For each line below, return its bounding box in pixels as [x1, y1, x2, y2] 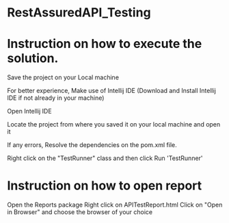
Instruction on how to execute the [7, 36, 202, 52]
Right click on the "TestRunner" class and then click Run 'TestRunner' [7, 154, 203, 162]
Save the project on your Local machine [7, 73, 120, 81]
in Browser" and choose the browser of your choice [7, 208, 153, 216]
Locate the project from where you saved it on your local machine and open [7, 120, 221, 129]
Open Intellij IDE [7, 107, 53, 116]
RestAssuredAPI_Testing [7, 5, 152, 21]
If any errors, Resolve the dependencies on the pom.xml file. [7, 141, 178, 149]
